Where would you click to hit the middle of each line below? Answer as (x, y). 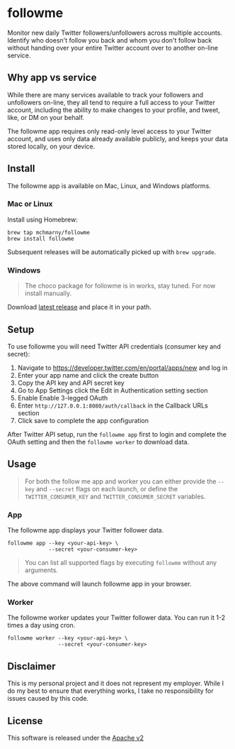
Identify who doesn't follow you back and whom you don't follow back (110, 40)
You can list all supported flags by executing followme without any (121, 563)
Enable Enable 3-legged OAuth (63, 398)
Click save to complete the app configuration (83, 420)
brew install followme (41, 239)
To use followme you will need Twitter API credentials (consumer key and (114, 346)
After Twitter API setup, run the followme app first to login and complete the (117, 434)
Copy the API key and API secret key (71, 383)
